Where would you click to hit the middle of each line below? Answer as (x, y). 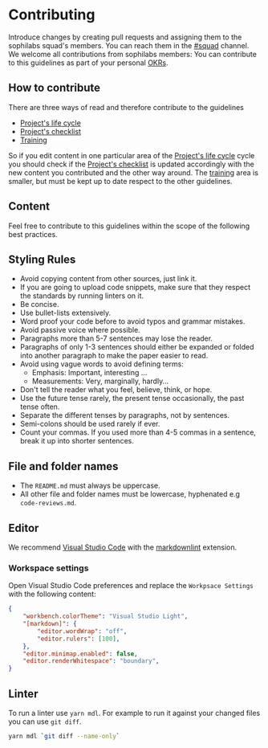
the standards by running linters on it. (82, 296)
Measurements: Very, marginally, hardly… (100, 381)
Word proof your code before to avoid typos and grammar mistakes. (132, 321)
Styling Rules (42, 259)
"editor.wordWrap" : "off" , (82, 631)
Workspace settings (49, 568)
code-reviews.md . (48, 503)
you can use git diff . (45, 721)
